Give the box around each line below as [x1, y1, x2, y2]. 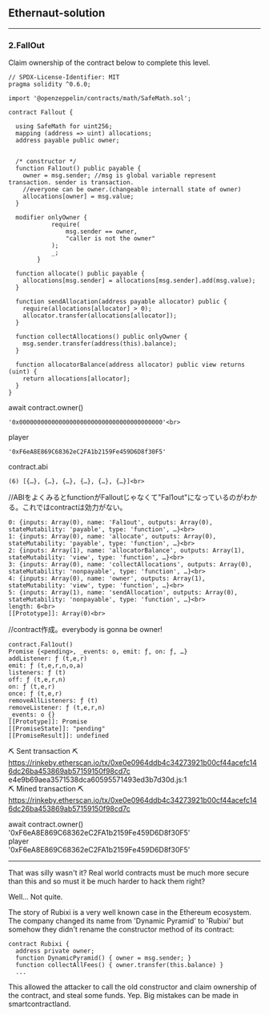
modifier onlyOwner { [15, 214, 88, 222]
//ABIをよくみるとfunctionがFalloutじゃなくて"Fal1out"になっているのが [8, 493, 244, 502]
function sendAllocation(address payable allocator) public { [15, 298, 227, 306]
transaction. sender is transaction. [8, 179, 134, 187]
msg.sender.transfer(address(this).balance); [22, 340, 178, 348]
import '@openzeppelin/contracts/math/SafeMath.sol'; [8, 95, 192, 103]
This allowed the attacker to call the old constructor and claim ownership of [8, 982, 258, 992]
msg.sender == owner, [65, 228, 138, 236]
